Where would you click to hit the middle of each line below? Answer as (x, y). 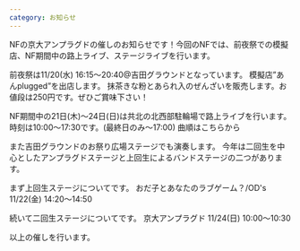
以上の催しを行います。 (52, 237)
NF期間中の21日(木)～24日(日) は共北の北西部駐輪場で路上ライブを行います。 (150, 116)
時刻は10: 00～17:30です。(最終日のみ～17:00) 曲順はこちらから (125, 127)
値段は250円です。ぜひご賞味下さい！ (79, 97)
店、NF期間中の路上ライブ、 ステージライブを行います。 (112, 56)
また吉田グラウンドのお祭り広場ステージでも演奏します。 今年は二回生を (143, 146)
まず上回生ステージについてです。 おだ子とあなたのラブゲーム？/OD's (138, 187)
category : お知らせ (43, 17)
